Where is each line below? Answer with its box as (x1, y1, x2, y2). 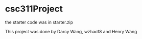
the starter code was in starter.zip (5, 19, 73, 25)
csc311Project (5, 3, 63, 14)
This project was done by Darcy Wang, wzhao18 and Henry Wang (5, 28, 137, 34)
